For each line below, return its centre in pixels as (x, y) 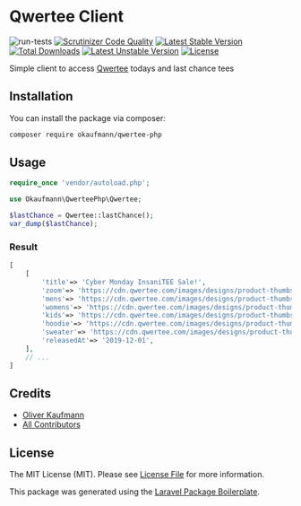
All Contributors (51, 424)
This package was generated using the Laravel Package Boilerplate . (135, 492)
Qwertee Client (67, 17)
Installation (41, 96)
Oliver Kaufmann (53, 415)
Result (24, 247)
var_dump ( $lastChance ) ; (54, 224)
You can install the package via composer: (87, 118)
